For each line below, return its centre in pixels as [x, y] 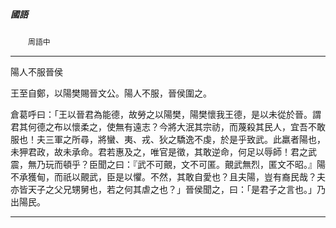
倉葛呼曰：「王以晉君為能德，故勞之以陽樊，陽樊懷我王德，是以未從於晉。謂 [166, 114]
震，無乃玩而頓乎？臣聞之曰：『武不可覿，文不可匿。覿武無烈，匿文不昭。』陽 [168, 164]
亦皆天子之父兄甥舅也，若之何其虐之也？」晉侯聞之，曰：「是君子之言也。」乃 [168, 189]
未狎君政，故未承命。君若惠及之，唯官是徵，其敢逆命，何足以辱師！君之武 [163, 151]
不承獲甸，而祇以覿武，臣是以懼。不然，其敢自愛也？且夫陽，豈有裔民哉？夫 [168, 176]
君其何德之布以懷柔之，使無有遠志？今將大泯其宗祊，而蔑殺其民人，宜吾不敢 [168, 126]
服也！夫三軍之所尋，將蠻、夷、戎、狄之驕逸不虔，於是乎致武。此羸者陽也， [168, 139]
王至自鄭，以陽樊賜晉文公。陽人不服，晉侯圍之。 [111, 93]
